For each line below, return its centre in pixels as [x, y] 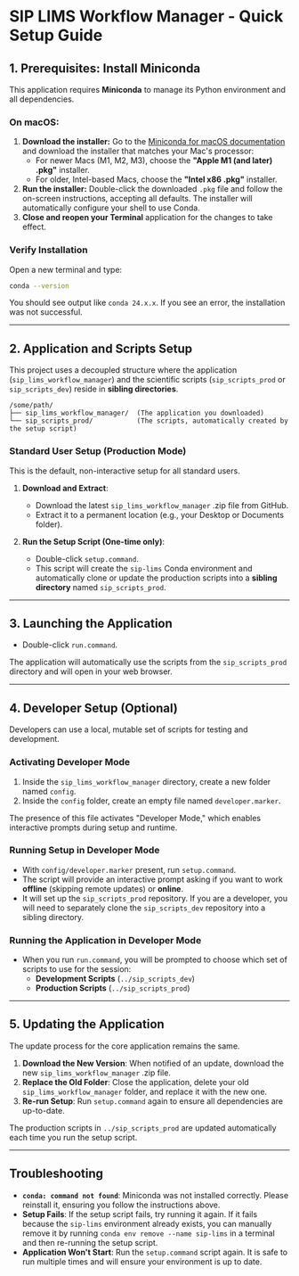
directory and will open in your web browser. [91, 671]
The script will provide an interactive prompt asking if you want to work [152, 879]
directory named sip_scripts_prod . [101, 587]
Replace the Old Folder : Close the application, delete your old [135, 1082]
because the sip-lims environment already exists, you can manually [147, 1223]
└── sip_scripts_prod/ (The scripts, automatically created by [149, 421]
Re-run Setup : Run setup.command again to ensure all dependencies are [153, 1101]
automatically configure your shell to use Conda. [111, 208]
